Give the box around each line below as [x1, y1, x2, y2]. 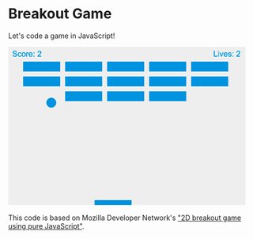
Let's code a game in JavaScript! [8, 31, 115, 40]
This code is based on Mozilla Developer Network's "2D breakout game [8, 213, 242, 222]
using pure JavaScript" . [8, 221, 85, 230]
